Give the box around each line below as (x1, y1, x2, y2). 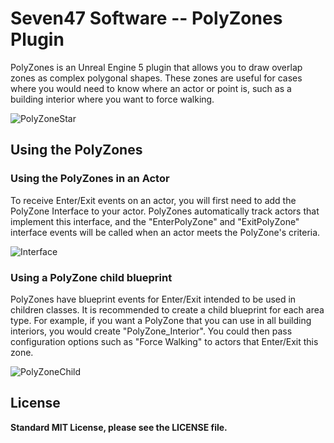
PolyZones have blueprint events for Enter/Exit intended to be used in (10, 293, 297, 305)
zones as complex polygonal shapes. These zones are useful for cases (10, 72, 303, 84)
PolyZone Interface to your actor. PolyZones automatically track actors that (10, 205, 320, 217)
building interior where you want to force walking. (10, 93, 215, 105)
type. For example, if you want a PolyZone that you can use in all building (10, 314, 312, 326)
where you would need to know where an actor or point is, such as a (10, 82, 292, 94)
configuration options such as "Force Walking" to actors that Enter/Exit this (10, 335, 319, 347)
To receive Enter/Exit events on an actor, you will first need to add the (10, 194, 297, 206)
